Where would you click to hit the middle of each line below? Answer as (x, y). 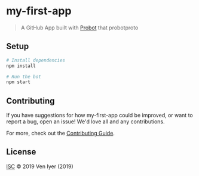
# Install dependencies (36, 60)
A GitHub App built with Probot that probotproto (79, 28)
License (21, 152)
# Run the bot (24, 77)
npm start (19, 82)
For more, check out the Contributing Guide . (61, 133)
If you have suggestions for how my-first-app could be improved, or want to (99, 116)
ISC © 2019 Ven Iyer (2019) (40, 166)
